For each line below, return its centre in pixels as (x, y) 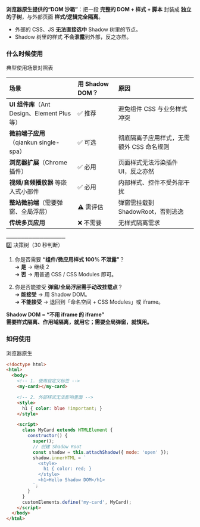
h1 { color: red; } (68, 469)
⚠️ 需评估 (90, 207)
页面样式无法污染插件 (148, 163)
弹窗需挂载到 (136, 203)
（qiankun (23, 142)
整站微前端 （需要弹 (36, 203)
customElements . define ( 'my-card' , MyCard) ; (77, 502)
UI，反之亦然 (136, 171)
